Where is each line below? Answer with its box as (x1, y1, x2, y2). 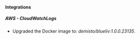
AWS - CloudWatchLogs (5, 15, 57, 21)
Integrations (5, 4, 31, 10)
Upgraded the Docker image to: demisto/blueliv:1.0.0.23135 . (12, 28, 136, 34)
